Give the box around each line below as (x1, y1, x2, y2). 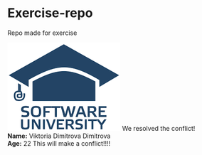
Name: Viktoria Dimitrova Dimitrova (7, 132, 111, 140)
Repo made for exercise (7, 28, 78, 37)
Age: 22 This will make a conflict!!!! (7, 139, 111, 147)
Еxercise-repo (7, 5, 93, 21)
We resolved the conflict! (122, 124, 196, 132)
